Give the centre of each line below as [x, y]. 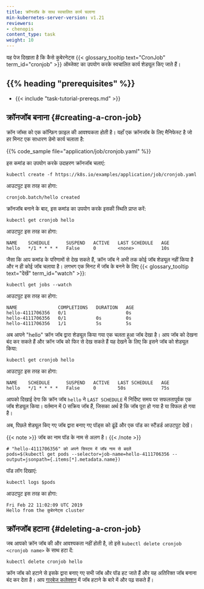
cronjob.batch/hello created [43, 197]
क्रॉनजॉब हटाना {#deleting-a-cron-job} [74, 529]
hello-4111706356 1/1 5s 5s [69, 323]
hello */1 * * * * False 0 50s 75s [88, 388]
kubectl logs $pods [31, 482]
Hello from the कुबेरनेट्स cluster [46, 510]
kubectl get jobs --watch [39, 284]
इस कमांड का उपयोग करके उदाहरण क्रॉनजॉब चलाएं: [56, 163]
